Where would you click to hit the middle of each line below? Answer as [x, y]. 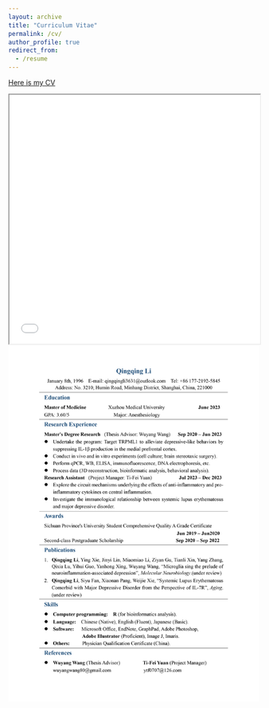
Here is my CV [32, 83]
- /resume [31, 59]
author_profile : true [44, 42]
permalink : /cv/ [35, 33]
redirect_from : [33, 51]
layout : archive [35, 17]
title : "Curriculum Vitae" [53, 25]
